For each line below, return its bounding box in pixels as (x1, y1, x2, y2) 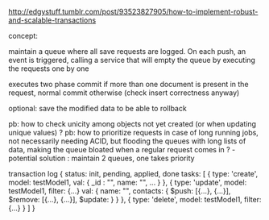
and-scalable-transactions (8, 15, 97, 25)
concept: (8, 31, 39, 40)
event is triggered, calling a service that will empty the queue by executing (8, 56, 256, 64)
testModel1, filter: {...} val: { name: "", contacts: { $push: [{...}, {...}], (8, 186, 231, 196)
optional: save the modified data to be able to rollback (8, 104, 187, 113)
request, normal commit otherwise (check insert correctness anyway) (8, 88, 240, 98)
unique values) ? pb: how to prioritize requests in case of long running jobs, (8, 128, 259, 137)
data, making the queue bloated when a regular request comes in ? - (8, 145, 236, 154)
